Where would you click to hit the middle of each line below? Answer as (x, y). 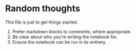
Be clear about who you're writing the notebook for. (65, 37)
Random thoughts (43, 9)
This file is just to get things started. (42, 22)
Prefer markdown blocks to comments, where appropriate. (72, 31)
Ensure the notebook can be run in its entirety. (59, 42)
